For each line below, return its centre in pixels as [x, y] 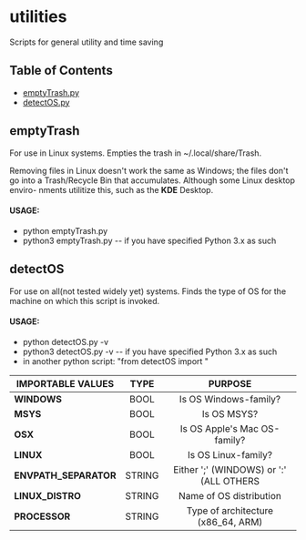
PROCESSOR [42, 516]
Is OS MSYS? [230, 413]
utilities [38, 17]
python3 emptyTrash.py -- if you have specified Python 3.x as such [149, 240]
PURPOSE [230, 383]
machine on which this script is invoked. [85, 301]
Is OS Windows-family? [229, 399]
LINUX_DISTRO [48, 495]
